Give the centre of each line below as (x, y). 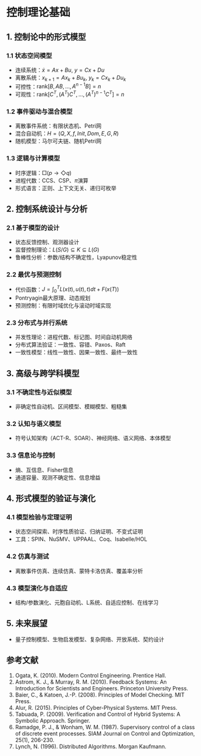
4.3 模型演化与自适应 (37, 588)
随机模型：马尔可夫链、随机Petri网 (58, 141)
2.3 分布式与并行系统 (37, 323)
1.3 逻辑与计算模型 (33, 159)
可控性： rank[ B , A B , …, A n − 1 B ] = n (58, 86)
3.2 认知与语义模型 (34, 424)
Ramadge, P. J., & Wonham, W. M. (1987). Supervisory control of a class (105, 727)
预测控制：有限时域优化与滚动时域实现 (63, 306)
